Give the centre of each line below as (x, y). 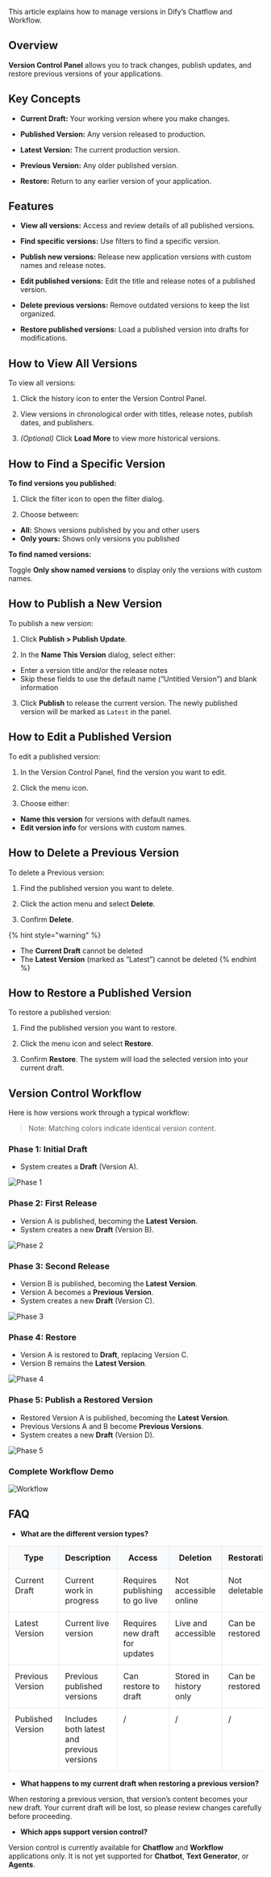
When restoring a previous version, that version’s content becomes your (128, 1799)
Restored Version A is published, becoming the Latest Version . (125, 1417)
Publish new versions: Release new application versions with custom (135, 257)
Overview (33, 46)
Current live (87, 1623)
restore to (141, 1686)
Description (88, 1557)
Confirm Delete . (47, 919)
